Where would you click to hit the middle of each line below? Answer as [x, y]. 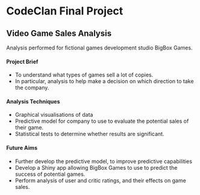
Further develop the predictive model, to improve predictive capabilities [104, 161]
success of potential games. [50, 174]
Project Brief [22, 61]
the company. [32, 88]
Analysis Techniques [33, 101]
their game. [29, 128]
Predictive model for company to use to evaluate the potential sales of [102, 121]
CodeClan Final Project [65, 11]
